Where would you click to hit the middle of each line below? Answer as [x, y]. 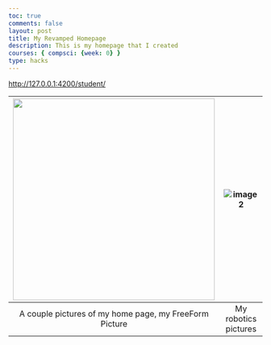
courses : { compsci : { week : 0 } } [65, 53]
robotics [241, 318]
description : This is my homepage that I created [94, 46]
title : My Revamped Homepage [57, 38]
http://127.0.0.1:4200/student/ [57, 83]
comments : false [35, 23]
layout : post [30, 31]
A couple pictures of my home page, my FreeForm [114, 314]
